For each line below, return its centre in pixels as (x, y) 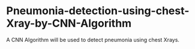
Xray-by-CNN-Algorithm (69, 23)
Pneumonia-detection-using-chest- (98, 11)
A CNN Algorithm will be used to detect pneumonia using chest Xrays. (93, 40)
